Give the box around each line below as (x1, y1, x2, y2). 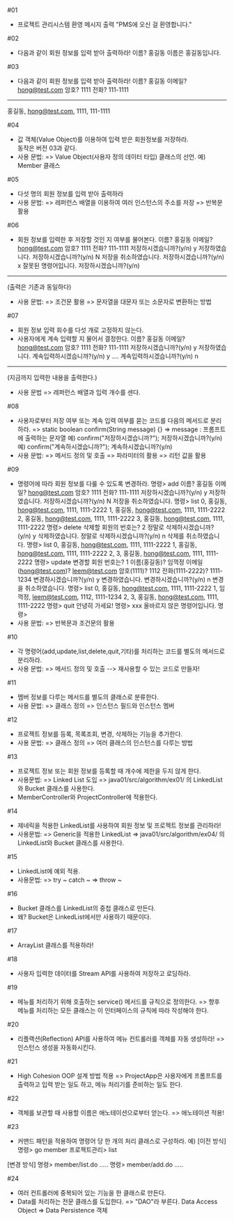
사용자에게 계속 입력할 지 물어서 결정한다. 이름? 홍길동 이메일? (17, 334, 186, 343)
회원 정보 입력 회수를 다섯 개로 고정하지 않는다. (17, 326, 144, 334)
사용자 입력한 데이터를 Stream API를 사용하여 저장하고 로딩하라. (17, 970, 192, 977)
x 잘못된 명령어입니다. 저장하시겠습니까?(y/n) (17, 261, 141, 270)
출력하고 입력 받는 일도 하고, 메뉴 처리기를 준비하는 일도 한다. (17, 1080, 183, 1089)
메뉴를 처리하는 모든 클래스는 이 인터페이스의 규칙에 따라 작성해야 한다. (17, 1006, 209, 1014)
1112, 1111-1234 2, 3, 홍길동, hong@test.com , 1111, (80, 593, 219, 601)
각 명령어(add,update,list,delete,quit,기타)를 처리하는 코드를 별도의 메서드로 (17, 647, 225, 655)
